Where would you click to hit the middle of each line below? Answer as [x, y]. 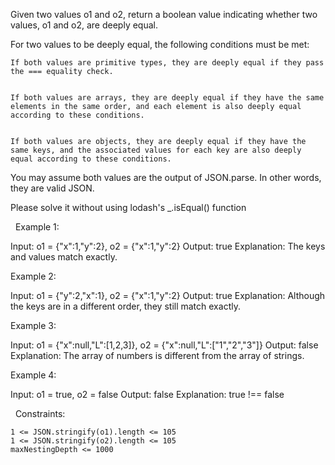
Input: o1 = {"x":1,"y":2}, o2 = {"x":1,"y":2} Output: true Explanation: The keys [168, 246]
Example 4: [33, 375]
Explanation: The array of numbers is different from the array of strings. [157, 355]
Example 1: [37, 227]
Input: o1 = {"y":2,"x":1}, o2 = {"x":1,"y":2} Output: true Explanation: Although [168, 295]
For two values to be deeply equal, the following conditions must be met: [160, 44]
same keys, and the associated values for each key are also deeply [156, 150]
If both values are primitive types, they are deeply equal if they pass [167, 63]
